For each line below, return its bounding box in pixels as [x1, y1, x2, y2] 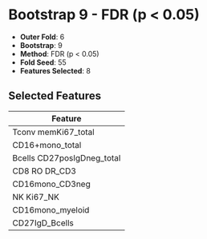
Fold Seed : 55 [19, 58, 67, 67]
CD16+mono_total [12, 139, 82, 150]
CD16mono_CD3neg [12, 178, 91, 189]
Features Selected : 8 [19, 66, 91, 75]
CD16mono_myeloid [12, 204, 90, 215]
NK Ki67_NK [12, 191, 60, 202]
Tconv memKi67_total [12, 126, 95, 137]
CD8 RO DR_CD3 [12, 165, 76, 177]
